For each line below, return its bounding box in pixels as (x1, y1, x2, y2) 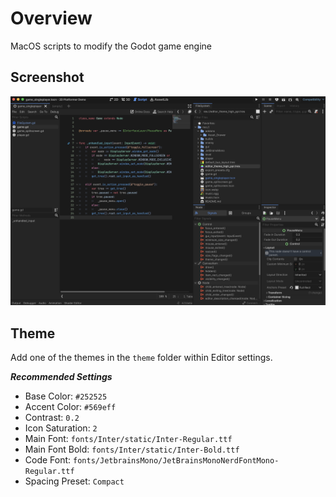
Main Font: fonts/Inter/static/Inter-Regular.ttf (24, 433, 233, 445)
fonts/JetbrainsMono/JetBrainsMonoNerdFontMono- (73, 456, 280, 466)
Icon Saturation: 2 (24, 422, 98, 434)
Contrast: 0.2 (24, 412, 80, 424)
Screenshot (10, 69, 85, 86)
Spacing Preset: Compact (24, 475, 125, 487)
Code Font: (24, 454, 72, 466)
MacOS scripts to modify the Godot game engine (10, 40, 212, 52)
